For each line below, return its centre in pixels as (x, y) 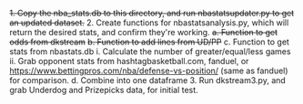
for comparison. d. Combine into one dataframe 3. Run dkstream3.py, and (148, 80)
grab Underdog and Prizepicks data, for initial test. (104, 90)
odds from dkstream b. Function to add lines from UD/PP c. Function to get (149, 42)
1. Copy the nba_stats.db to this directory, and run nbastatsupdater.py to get (151, 13)
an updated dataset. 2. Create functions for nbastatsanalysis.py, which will (149, 23)
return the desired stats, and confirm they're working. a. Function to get (144, 32)
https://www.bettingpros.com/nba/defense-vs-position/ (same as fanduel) (149, 71)
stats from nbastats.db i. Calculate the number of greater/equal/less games (150, 52)
